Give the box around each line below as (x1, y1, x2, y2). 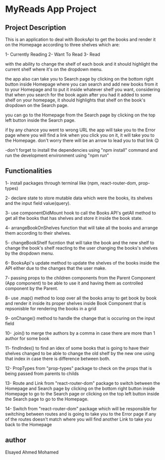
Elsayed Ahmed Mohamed (5, 449, 59, 455)
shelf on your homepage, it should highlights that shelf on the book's (5, 97, 146, 103)
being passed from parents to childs (5, 370, 79, 376)
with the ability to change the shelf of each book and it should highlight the (5, 61, 158, 67)
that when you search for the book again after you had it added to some (5, 92, 152, 97)
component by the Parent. (5, 285, 58, 291)
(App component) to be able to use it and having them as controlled (5, 280, 143, 286)
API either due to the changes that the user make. (5, 265, 107, 271)
